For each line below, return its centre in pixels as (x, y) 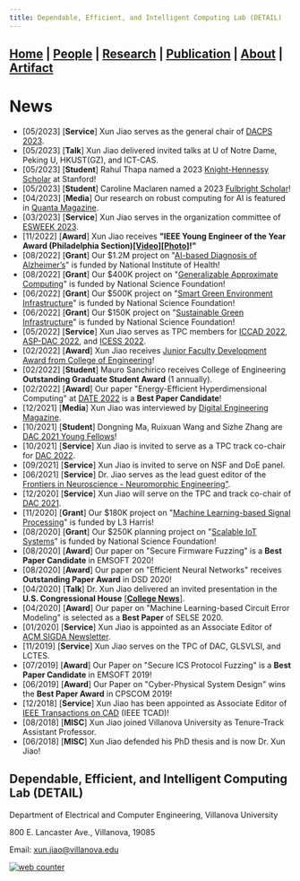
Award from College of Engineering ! (88, 360)
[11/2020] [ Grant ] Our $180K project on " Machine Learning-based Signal (156, 512)
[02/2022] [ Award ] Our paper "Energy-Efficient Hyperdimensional (144, 388)
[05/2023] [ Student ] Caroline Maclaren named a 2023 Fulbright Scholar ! (156, 188)
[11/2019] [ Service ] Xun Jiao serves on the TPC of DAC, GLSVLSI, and (151, 646)
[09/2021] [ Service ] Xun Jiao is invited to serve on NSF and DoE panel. (154, 465)
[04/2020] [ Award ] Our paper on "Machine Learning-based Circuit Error (156, 607)
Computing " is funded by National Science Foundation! (124, 283)
